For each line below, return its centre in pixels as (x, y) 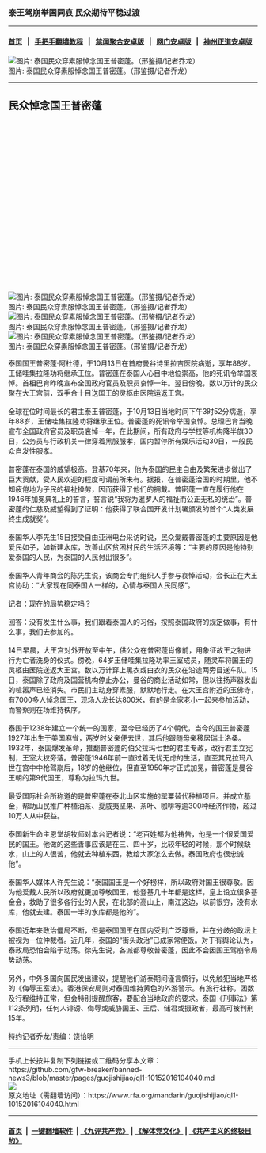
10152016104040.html (44, 1105)
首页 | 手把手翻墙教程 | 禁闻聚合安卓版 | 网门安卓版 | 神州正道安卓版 (130, 41)
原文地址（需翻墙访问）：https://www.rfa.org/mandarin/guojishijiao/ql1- (123, 1095)
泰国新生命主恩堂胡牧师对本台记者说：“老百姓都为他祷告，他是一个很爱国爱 (131, 834)
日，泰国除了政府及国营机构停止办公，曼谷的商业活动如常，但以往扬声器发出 (133, 680)
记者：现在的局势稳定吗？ (50, 603)
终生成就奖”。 (31, 519)
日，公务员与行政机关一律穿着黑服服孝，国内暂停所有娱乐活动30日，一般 (127, 441)
